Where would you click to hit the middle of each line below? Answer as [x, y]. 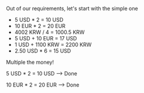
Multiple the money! [30, 62]
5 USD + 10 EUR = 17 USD [46, 38]
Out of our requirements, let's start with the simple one [72, 8]
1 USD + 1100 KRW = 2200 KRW [53, 44]
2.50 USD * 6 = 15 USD [43, 51]
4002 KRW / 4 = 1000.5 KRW [49, 32]
